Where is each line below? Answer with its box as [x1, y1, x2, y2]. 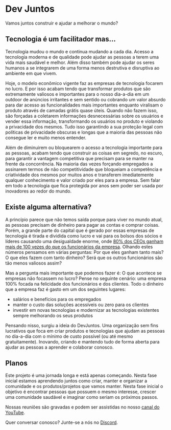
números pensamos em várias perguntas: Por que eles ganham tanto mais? [5, 249, 164, 255]
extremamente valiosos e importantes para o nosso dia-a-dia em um [5, 91, 150, 97]
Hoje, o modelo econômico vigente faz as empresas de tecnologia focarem [5, 80, 163, 86]
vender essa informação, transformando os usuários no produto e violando [5, 118, 163, 124]
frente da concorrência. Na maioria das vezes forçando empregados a [5, 161, 153, 167]
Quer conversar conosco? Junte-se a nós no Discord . [5, 419, 118, 425]
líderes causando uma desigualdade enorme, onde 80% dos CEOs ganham [5, 238, 164, 244]
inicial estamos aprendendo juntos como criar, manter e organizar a [5, 378, 148, 384]
